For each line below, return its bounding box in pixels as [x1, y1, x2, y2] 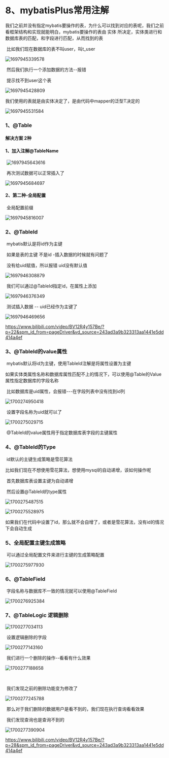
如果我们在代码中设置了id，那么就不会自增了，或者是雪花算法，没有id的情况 [5, 519, 164, 525]
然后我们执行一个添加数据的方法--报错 [6, 67, 86, 73]
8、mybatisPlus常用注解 [5, 5, 109, 16]
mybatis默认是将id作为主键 [6, 241, 62, 247]
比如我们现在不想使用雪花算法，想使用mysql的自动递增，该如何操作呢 [5, 467, 151, 473]
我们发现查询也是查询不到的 [6, 716, 64, 722]
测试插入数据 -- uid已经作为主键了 [6, 304, 78, 310]
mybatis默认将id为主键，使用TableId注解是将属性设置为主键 [6, 360, 131, 367]
